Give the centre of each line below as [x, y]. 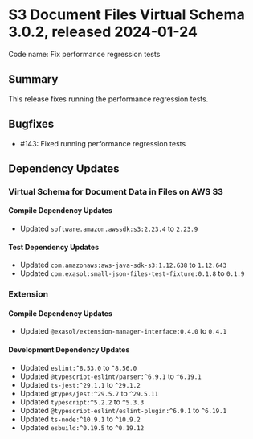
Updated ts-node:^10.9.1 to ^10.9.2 [80, 419]
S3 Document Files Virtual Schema [126, 15]
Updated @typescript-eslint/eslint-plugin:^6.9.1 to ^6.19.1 [123, 410]
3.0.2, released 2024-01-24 [103, 32]
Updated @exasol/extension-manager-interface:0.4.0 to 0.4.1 [123, 331]
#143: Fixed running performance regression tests [103, 143]
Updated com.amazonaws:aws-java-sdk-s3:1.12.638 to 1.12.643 [123, 265]
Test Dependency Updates [54, 247]
